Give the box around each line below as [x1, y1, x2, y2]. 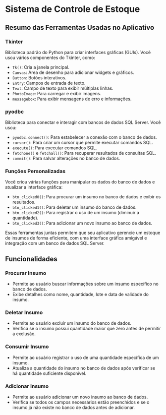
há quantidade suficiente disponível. [12, 370, 87, 376]
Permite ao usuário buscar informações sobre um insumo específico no [12, 281, 159, 287]
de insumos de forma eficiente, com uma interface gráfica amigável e [5, 235, 147, 241]
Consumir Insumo [5, 343, 49, 350]
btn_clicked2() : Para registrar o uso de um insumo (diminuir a [12, 210, 140, 216]
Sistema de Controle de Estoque [5, 3, 140, 15]
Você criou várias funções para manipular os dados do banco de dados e [5, 179, 155, 185]
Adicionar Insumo [5, 383, 49, 390]
